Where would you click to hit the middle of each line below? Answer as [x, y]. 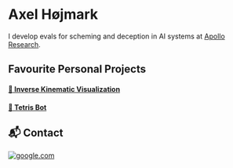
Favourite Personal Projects [77, 69]
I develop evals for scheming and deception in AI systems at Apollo [116, 36]
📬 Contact [36, 132]
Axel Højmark [53, 15]
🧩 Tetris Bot [27, 107]
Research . [24, 44]
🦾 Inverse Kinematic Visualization [64, 89]
